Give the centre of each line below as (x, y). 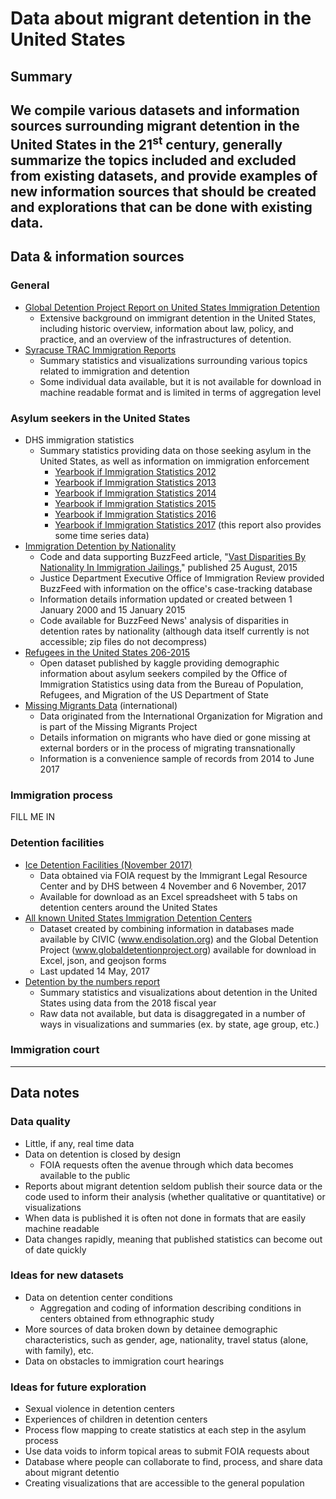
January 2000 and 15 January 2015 (112, 609)
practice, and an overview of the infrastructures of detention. (165, 339)
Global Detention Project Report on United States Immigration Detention (172, 307)
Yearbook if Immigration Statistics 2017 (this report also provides (188, 524)
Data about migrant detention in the (161, 18)
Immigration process (61, 795)
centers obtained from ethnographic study (127, 1318)
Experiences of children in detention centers (116, 1419)
